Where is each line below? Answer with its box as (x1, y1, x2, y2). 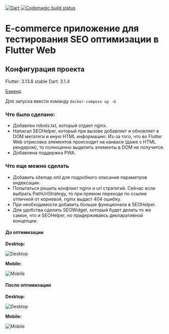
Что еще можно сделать (5, 163, 69, 170)
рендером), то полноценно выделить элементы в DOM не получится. (12, 144, 164, 150)
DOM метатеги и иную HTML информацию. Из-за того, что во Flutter (12, 133, 162, 140)
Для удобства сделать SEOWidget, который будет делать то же (12, 207, 152, 213)
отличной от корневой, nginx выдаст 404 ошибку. (12, 196, 122, 202)
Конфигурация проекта (5, 64, 85, 74)
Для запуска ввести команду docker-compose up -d (5, 98, 116, 104)
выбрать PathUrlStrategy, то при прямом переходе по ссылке (12, 190, 147, 196)
